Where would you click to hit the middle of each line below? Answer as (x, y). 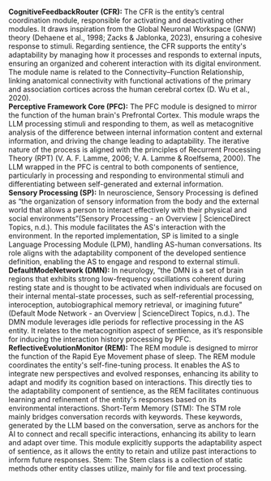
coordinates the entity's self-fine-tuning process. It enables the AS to (124, 365)
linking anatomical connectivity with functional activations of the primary (130, 81)
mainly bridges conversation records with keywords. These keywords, (125, 417)
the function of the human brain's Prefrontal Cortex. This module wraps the (134, 115)
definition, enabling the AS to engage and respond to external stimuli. (124, 262)
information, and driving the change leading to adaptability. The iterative (129, 141)
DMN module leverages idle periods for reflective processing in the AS (127, 322)
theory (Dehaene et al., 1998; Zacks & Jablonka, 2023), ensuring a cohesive (135, 37)
